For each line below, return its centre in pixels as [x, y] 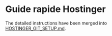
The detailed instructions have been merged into [56, 23]
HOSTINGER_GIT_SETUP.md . [36, 28]
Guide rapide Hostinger [55, 9]
